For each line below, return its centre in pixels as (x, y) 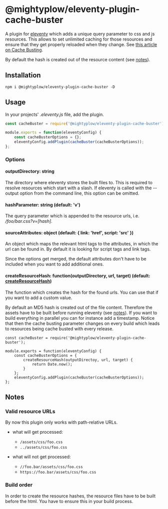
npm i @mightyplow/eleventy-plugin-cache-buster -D (60, 87)
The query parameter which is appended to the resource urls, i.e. (72, 216)
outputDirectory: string (30, 171)
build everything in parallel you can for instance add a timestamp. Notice (80, 318)
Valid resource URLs (30, 411)
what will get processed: (38, 432)
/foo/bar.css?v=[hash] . (29, 221)
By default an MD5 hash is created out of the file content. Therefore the (79, 307)
